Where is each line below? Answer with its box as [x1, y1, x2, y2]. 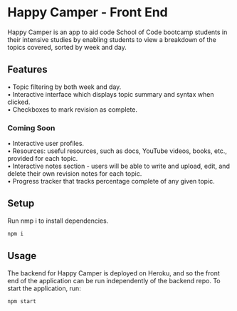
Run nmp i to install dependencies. [7, 216, 109, 225]
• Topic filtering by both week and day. [7, 83, 122, 91]
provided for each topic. [7, 154, 78, 163]
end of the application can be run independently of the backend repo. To [7, 276, 221, 285]
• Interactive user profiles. [7, 139, 84, 148]
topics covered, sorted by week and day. [7, 43, 127, 51]
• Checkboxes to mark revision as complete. [7, 105, 137, 114]
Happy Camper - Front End [7, 4, 169, 21]
